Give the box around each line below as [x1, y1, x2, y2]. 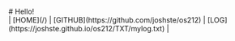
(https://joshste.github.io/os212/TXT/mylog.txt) [8, 24, 165, 33]
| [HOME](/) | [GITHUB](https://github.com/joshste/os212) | [8, 15, 206, 25]
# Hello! [8, 6, 35, 16]
